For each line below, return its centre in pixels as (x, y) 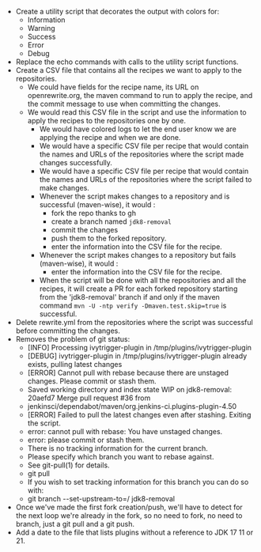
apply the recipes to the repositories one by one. (107, 121)
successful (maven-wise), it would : (97, 204)
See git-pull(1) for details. (68, 465)
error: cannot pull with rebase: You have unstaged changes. (125, 431)
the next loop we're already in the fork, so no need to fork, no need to (129, 516)
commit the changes (85, 230)
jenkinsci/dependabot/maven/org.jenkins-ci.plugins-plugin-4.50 (132, 406)
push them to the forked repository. (109, 238)
